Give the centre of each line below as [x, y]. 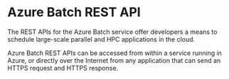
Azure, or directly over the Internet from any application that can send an [114, 60]
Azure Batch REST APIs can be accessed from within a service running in [115, 53]
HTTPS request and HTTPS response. [63, 68]
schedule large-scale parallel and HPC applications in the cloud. [101, 39]
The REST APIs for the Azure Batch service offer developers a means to [112, 32]
